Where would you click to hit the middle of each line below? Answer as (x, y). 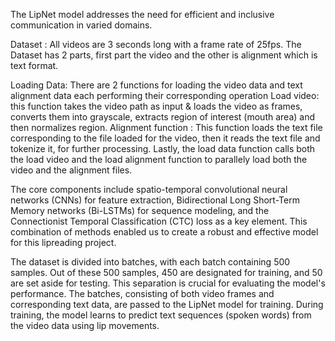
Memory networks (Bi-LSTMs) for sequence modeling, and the (140, 210)
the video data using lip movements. (85, 325)
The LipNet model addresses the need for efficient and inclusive (142, 14)
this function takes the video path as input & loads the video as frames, (156, 106)
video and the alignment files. (71, 170)
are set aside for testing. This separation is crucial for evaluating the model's (168, 283)
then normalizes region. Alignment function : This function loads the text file (166, 127)
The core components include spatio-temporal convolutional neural (149, 189)
